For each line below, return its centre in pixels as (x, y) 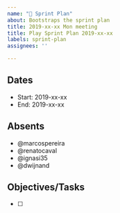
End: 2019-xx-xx (41, 104)
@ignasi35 (33, 158)
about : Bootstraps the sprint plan (59, 20)
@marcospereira (41, 143)
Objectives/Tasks (46, 188)
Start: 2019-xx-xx (42, 97)
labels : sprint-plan (37, 40)
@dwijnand (33, 165)
